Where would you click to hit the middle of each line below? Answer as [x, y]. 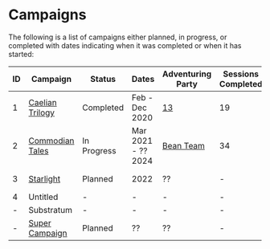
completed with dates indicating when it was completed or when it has [125, 45]
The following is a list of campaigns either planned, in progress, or [118, 37]
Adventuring [187, 74]
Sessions [241, 74]
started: [21, 54]
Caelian [43, 102]
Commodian [51, 141]
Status [103, 79]
